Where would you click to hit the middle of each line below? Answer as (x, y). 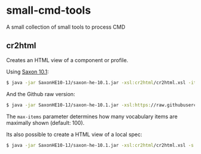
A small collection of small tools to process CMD (66, 27)
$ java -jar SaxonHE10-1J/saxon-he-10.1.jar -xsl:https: (79, 105)
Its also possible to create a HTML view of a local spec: (74, 134)
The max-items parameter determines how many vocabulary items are (92, 116)
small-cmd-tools (49, 10)
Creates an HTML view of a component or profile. (67, 60)
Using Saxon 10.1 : (28, 72)
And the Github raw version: (41, 94)
